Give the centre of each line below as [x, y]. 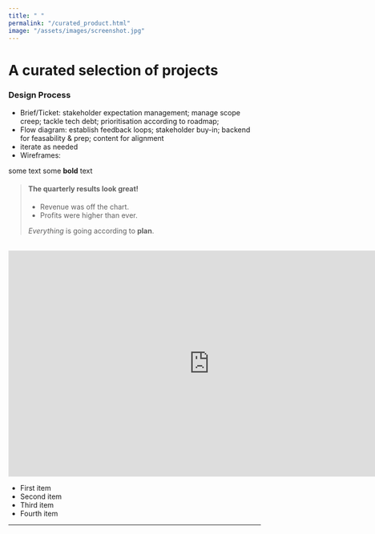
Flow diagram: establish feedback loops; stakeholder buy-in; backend [135, 130]
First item [35, 488]
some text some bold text [50, 171]
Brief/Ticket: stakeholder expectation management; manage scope [130, 112]
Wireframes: [40, 155]
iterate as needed [49, 147]
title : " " [26, 16]
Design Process [40, 95]
